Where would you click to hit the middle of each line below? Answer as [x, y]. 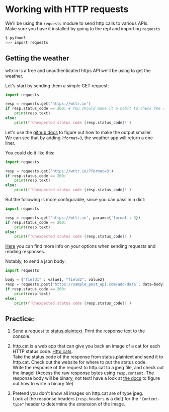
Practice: [20, 319]
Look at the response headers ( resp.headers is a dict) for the [75, 399]
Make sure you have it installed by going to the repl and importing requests [83, 28]
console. [21, 336]
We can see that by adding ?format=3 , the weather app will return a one [79, 138]
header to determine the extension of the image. [75, 404]
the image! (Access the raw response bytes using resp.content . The [83, 373]
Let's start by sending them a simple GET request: [57, 85]
